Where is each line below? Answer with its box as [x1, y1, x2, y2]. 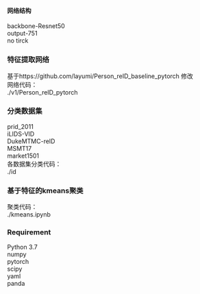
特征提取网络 [7, 55, 50, 64]
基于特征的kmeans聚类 [7, 186, 84, 195]
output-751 [7, 29, 38, 38]
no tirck [7, 36, 29, 45]
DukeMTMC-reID [7, 137, 55, 145]
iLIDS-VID [7, 130, 35, 138]
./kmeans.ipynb [7, 210, 51, 219]
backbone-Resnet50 [7, 22, 65, 30]
